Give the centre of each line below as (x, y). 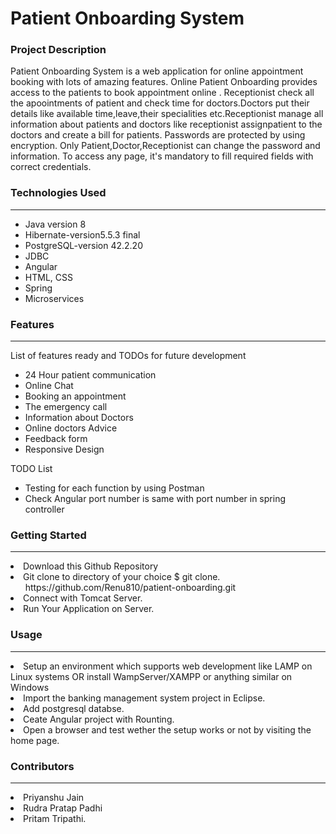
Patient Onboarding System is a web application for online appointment (157, 71)
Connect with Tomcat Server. (83, 598)
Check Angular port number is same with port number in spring (155, 499)
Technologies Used (58, 193)
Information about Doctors (79, 418)
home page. (35, 740)
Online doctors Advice (71, 428)
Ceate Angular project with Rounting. (99, 719)
